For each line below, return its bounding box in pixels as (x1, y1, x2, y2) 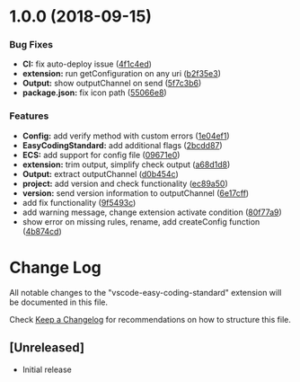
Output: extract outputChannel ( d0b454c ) (22, 168, 180, 179)
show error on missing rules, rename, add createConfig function (22, 216, 260, 227)
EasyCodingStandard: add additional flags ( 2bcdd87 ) (22, 139, 223, 150)
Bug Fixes (9, 39, 54, 51)
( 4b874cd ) (22, 226, 63, 236)
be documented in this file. (9, 297, 109, 307)
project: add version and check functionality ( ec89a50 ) (22, 178, 228, 189)
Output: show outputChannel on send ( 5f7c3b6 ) (22, 78, 202, 89)
